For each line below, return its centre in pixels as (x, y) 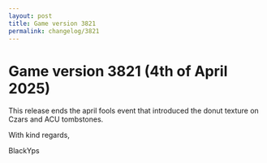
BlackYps (24, 151)
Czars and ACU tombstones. (56, 119)
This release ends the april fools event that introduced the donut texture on (134, 111)
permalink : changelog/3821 (54, 31)
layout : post (30, 16)
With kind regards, (39, 135)
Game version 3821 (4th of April (118, 71)
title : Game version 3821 (52, 24)
